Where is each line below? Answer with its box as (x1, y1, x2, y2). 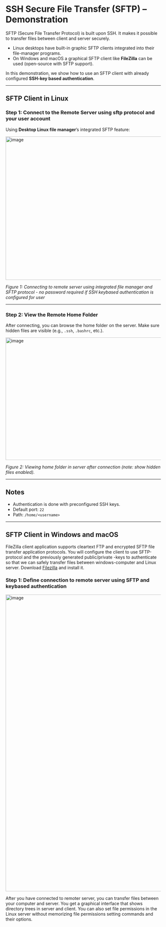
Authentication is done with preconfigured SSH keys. (12, 501, 120, 507)
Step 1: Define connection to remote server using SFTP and (5, 577, 150, 584)
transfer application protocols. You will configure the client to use (5, 549, 138, 555)
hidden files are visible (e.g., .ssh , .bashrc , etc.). (5, 328, 104, 333)
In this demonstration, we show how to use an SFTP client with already (5, 70, 149, 76)
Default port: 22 (12, 506, 44, 512)
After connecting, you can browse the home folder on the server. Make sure (5, 322, 160, 328)
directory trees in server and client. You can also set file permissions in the (5, 905, 157, 912)
